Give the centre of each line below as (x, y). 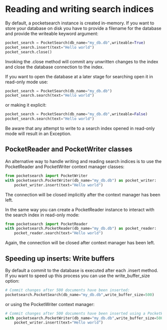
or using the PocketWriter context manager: (50, 304)
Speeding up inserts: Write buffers (60, 258)
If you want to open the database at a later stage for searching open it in (79, 76)
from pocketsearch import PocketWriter (46, 175)
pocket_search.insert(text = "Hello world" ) (50, 47)
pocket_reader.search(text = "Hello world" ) (59, 233)
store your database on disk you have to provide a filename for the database (83, 28)
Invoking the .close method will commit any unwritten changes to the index (82, 61)
